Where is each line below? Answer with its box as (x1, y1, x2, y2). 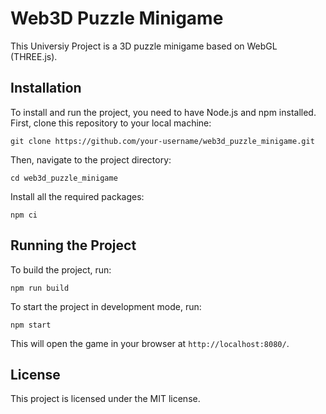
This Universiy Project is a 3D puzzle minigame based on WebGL (10, 40, 278, 52)
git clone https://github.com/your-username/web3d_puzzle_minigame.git (10, 136, 315, 146)
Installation (10, 80, 82, 97)
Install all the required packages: (10, 190, 145, 202)
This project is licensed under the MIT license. (10, 393, 201, 405)
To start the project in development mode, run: (10, 300, 202, 312)
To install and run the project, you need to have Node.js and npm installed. (10, 106, 317, 118)
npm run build (10, 283, 70, 293)
